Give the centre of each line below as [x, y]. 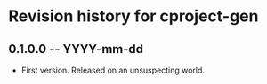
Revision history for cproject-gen [133, 16]
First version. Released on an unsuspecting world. [113, 70]
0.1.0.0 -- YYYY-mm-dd [76, 49]
